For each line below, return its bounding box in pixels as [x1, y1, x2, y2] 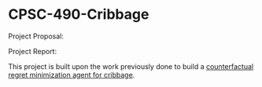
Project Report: [8, 46, 57, 56]
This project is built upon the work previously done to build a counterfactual [8, 61, 254, 71]
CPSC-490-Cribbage [8, 5, 149, 24]
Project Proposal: [8, 31, 65, 41]
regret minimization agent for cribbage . [8, 70, 135, 79]
